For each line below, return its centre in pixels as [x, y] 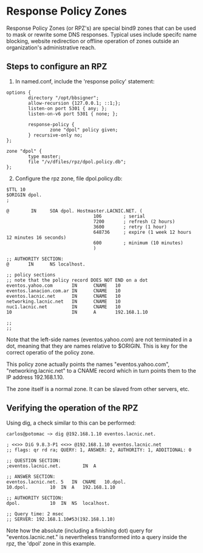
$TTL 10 [16, 189]
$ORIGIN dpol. [24, 195]
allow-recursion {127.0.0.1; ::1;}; [74, 103]
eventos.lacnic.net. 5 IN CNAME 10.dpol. [66, 482]
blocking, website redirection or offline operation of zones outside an [93, 41]
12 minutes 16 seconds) [36, 238]
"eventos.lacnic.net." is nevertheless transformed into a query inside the [97, 537]
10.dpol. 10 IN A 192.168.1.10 [61, 487]
